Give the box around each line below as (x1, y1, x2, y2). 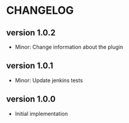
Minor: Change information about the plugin (14, 43, 124, 50)
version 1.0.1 (6, 61, 53, 71)
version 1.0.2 (6, 28, 56, 38)
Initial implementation (14, 110, 68, 117)
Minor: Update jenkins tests (14, 76, 83, 84)
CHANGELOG (6, 4, 74, 17)
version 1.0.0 (6, 94, 56, 104)
